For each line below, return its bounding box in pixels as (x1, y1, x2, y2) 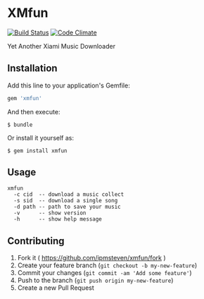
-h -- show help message (13, 216, 102, 223)
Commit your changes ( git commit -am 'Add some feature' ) (17, 269, 192, 277)
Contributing (7, 235, 65, 247)
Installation (7, 62, 58, 75)
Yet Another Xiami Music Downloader (7, 42, 116, 50)
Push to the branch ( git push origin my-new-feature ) (17, 276, 174, 285)
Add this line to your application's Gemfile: (7, 81, 130, 90)
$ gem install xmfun (7, 147, 68, 154)
